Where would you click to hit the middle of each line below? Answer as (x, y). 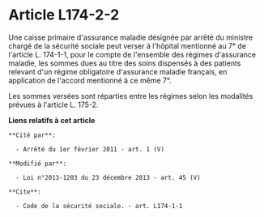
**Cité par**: (32, 135)
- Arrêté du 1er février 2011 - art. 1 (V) (90, 149)
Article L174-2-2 (64, 15)
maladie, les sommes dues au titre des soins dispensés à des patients (125, 63)
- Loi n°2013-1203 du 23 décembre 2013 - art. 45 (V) (108, 177)
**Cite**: (25, 192)
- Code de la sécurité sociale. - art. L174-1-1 (99, 206)
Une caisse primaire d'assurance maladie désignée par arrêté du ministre (131, 37)
